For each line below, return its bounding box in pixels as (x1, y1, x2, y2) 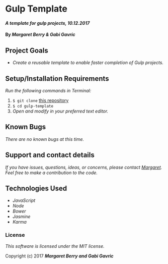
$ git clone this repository (12, 97, 69, 103)
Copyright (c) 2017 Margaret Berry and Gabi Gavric (5, 253, 114, 259)
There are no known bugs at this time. (5, 136, 85, 142)
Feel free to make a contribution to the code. (5, 170, 98, 176)
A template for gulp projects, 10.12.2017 (5, 20, 90, 26)
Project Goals (5, 46, 49, 55)
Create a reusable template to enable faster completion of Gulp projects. (12, 60, 163, 66)
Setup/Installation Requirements (5, 74, 109, 83)
